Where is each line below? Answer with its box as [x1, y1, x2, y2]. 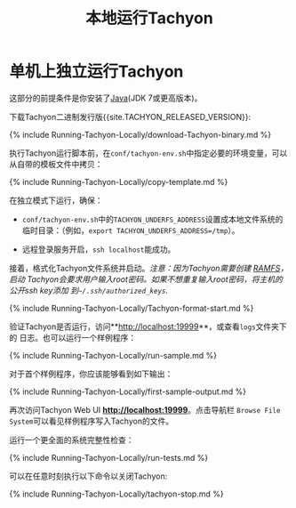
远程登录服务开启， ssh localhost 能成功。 [21, 244, 176, 254]
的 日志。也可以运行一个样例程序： [9, 332, 136, 343]
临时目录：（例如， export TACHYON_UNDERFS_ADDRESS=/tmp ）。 [21, 224, 240, 236]
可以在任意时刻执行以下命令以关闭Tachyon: [9, 471, 168, 481]
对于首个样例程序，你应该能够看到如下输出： [9, 368, 173, 379]
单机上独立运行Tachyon [9, 61, 184, 82]
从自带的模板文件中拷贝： [9, 158, 103, 169]
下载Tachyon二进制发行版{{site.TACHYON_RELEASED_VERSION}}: [9, 111, 252, 122]
